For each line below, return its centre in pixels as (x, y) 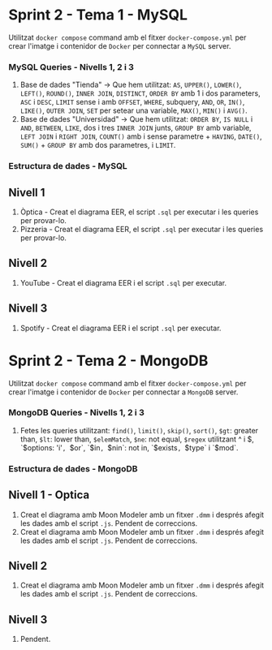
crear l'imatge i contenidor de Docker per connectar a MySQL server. (120, 45)
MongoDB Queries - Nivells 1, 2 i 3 (76, 413)
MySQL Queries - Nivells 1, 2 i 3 (71, 67)
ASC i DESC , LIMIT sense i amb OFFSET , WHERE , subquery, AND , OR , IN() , (132, 102)
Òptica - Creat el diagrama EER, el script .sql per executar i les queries (139, 212)
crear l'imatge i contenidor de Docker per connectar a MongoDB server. (123, 392)
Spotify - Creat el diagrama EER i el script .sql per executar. (121, 328)
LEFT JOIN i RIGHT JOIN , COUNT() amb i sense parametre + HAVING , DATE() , (141, 136)
